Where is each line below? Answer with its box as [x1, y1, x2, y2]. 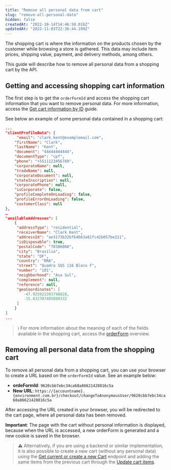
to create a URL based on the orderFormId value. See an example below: [5, 372, 157, 378]
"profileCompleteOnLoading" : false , [14, 192, 93, 197]
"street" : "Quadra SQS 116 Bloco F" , [16, 263, 97, 268]
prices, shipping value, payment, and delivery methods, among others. [5, 52, 154, 58]
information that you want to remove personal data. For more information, [5, 100, 159, 106]
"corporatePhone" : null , [14, 182, 67, 188]
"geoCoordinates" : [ [16, 287, 60, 292]
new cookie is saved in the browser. [5, 432, 80, 439]
